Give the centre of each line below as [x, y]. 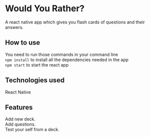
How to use [23, 43]
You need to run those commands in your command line [62, 54]
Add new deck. [20, 119]
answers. [14, 27]
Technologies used [35, 80]
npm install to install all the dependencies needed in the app [67, 60]
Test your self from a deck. [32, 130]
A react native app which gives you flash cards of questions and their [75, 22]
